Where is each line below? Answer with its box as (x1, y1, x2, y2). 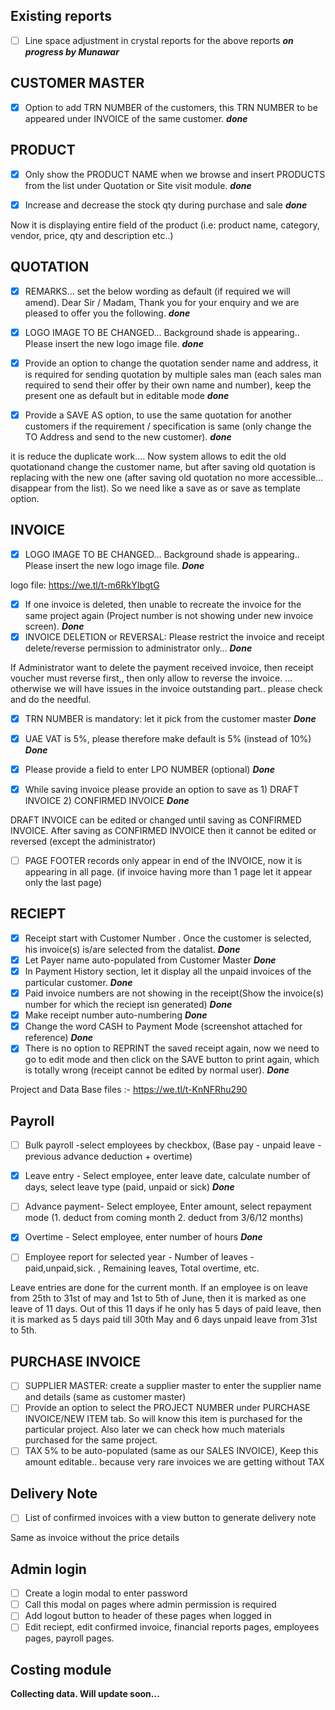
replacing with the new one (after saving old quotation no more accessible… (10, 471, 324, 483)
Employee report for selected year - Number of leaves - (24, 1251, 255, 1263)
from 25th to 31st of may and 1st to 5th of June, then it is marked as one (10, 1292, 307, 1304)
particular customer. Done (24, 977, 133, 989)
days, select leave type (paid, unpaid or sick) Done (24, 1181, 235, 1193)
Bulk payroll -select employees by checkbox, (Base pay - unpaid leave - (24, 1139, 322, 1151)
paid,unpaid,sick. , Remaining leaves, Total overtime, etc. (24, 1262, 260, 1274)
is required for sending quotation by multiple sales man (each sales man (24, 368, 322, 380)
